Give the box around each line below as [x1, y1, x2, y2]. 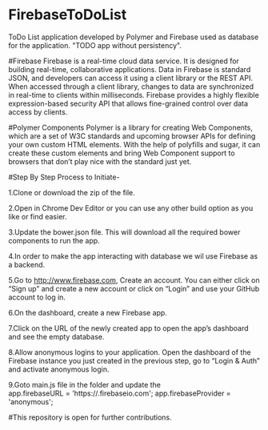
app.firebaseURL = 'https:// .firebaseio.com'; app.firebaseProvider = [8, 388, 231, 398]
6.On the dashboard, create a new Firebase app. [8, 307, 168, 317]
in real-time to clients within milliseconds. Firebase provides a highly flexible [8, 90, 260, 99]
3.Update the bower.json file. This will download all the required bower [8, 227, 241, 237]
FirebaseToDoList [8, 6, 127, 24]
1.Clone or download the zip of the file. [8, 187, 136, 197]
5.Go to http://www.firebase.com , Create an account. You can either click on [8, 275, 260, 285]
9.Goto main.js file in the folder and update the [8, 380, 162, 389]
